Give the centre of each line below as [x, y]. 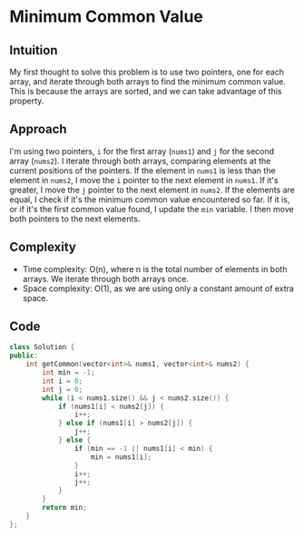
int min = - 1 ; [69, 373]
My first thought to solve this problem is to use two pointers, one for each [147, 72]
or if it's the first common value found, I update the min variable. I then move [152, 209]
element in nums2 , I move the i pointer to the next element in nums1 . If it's [144, 180]
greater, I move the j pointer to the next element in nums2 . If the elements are [152, 190]
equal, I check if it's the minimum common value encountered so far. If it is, [150, 199]
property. [27, 101]
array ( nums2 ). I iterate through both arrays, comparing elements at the [140, 161]
